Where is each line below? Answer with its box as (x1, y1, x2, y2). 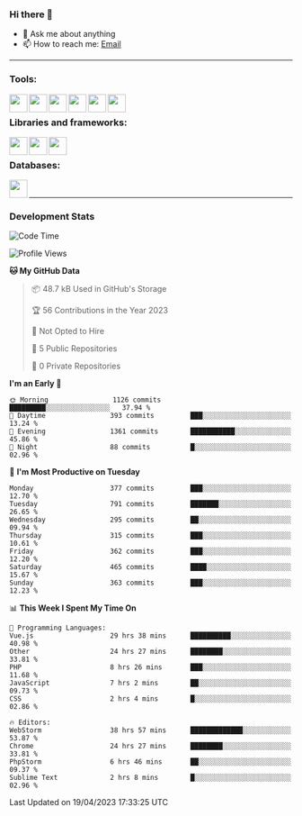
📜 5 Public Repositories (31, 343, 118, 354)
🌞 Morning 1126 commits (9, 395, 162, 404)
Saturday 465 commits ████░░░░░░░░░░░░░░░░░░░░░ (9, 563, 292, 572)
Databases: (9, 159, 61, 171)
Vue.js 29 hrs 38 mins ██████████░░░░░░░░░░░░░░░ (9, 631, 292, 640)
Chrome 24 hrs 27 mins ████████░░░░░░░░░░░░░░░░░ (9, 742, 292, 751)
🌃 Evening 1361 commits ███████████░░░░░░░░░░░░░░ (9, 427, 292, 436)
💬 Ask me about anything (22, 29, 116, 40)
